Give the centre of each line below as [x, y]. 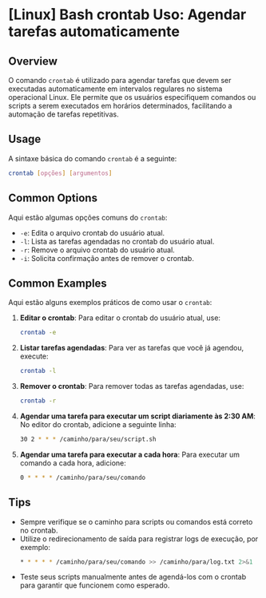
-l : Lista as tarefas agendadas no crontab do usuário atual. [117, 241]
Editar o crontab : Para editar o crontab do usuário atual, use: [120, 318]
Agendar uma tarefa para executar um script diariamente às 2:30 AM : [137, 416]
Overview [33, 61]
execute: [34, 356]
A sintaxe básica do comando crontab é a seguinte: [93, 158]
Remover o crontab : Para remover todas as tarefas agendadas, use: [132, 386]
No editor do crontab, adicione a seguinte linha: [98, 424]
